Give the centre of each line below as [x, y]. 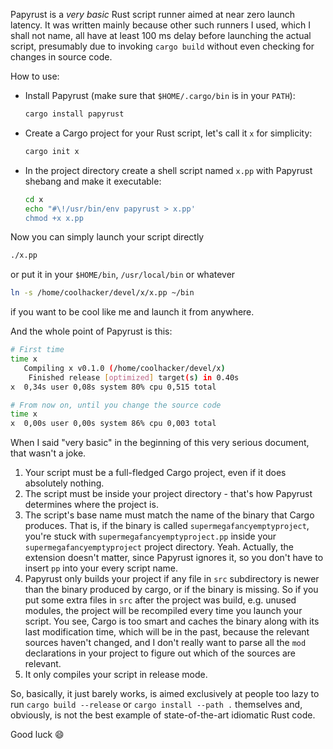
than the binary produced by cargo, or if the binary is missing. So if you [171, 590]
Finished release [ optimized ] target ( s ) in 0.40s [134, 377]
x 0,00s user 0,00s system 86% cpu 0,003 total [113, 424]
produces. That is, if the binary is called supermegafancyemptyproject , [167, 526]
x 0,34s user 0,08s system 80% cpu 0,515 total [113, 387]
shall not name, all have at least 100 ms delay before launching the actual [161, 35]
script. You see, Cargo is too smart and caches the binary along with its [172, 621]
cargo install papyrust [74, 114]
